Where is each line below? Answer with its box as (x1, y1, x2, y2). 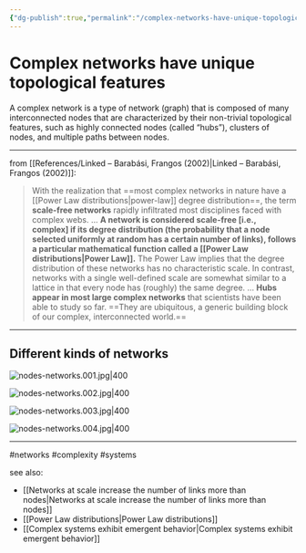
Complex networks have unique (9, 52, 255, 73)
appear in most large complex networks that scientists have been (31, 291, 282, 302)
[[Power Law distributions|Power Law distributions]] (22, 514, 219, 525)
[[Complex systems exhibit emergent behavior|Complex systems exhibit (22, 524, 293, 535)
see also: (9, 467, 44, 478)
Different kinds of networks (9, 346, 169, 361)
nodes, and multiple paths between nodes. (9, 131, 170, 142)
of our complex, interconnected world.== (31, 311, 187, 322)
